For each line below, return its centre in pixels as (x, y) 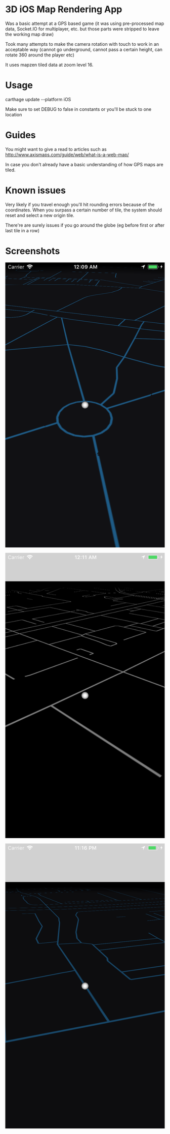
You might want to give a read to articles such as (56, 149)
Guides (21, 135)
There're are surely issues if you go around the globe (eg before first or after (85, 225)
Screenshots (33, 251)
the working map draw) (30, 34)
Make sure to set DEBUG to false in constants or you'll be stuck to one (78, 109)
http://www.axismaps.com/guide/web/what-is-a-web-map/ (67, 155)
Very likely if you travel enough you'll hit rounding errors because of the (80, 204)
